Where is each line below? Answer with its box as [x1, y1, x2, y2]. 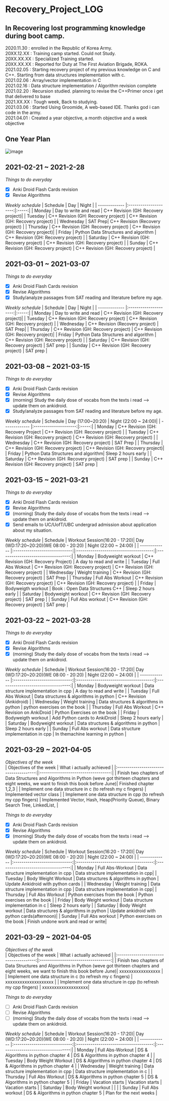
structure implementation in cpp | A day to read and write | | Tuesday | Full [5, 688, 160, 694]
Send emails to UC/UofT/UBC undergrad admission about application [12, 521, 157, 527]
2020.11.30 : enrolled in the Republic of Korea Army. [5, 45, 112, 51]
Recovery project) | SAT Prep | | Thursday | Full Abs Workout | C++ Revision [5, 574, 163, 580]
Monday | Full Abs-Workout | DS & [77, 1046, 148, 1053]
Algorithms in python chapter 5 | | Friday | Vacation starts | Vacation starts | [5, 1079, 162, 1085]
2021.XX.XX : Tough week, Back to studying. [5, 99, 98, 105]
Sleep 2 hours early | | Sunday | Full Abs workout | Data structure [5, 725, 141, 732]
